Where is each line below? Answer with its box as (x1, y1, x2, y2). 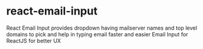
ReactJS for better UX (6, 37, 61, 44)
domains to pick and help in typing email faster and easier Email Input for (6, 30, 188, 38)
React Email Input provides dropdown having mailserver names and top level (6, 24, 198, 31)
